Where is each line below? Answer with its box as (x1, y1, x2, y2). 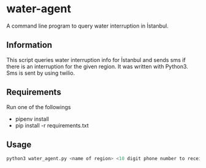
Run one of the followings (6, 103, 71, 110)
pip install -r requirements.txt (15, 121, 89, 129)
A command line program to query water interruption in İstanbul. (6, 22, 169, 29)
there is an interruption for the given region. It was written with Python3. (6, 63, 188, 70)
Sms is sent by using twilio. (6, 69, 75, 77)
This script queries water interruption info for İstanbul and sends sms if (6, 56, 186, 63)
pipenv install (15, 115, 49, 123)
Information (6, 40, 53, 50)
